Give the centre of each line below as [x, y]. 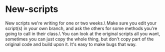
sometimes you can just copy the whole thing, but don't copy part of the [79, 39]
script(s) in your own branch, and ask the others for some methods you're [81, 28]
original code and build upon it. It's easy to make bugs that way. [71, 44]
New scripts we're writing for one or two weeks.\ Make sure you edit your [81, 23]
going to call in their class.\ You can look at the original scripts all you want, [83, 33]
